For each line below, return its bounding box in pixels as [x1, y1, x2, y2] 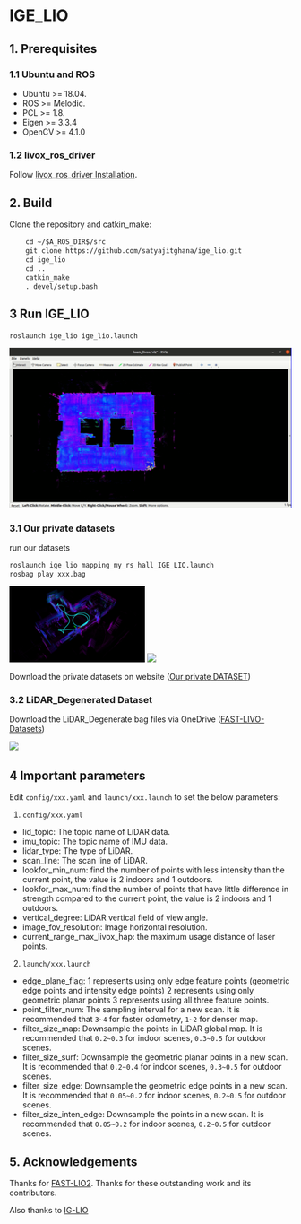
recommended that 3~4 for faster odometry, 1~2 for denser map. [21, 1014, 259, 1025]
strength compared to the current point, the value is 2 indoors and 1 [21, 893, 271, 904]
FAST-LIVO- [220, 714, 265, 725]
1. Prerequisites [9, 41, 98, 56]
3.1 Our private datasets [9, 522, 115, 534]
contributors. [9, 1187, 57, 1198]
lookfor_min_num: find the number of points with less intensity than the [21, 864, 285, 875]
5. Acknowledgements [9, 1154, 138, 1169]
